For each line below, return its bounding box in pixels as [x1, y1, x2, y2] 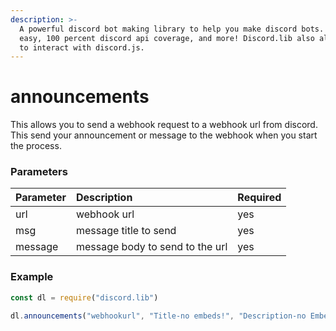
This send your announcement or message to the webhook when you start [10, 129, 318, 141]
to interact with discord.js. [19, 42, 145, 53]
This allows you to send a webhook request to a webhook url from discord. [10, 119, 318, 131]
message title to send [75, 224, 177, 238]
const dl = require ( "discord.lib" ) [10, 292, 159, 303]
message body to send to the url [75, 240, 228, 254]
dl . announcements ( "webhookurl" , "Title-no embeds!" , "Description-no [10, 311, 307, 321]
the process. [10, 140, 62, 152]
